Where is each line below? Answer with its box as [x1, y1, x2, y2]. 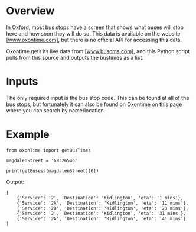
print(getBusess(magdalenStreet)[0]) [6, 167, 99, 174]
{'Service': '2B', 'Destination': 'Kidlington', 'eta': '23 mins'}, [17, 205, 189, 211]
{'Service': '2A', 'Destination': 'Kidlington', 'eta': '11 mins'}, [17, 200, 189, 206]
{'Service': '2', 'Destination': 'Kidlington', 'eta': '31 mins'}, [17, 210, 186, 217]
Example [6, 128, 50, 141]
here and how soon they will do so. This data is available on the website [6, 30, 181, 37]
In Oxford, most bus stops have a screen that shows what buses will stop [6, 24, 184, 31]
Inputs [6, 75, 38, 88]
